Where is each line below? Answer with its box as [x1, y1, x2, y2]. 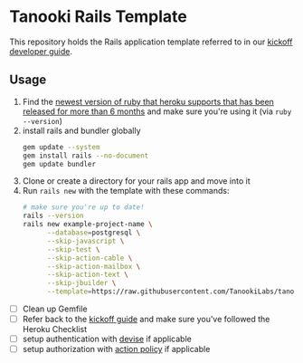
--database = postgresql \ [46, 228, 141, 237]
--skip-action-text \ [46, 270, 128, 280]
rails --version [22, 211, 84, 221]
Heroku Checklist [22, 324, 88, 335]
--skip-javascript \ [46, 236, 125, 245]
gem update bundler [22, 159, 97, 168]
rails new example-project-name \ [22, 220, 153, 229]
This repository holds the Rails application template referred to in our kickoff [9, 36, 293, 47]
